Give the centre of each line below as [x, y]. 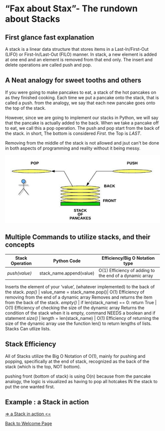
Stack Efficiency [31, 344]
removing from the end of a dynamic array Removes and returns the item [79, 297]
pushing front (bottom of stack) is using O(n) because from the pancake [78, 376]
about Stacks [33, 19]
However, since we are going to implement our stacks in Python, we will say [82, 118]
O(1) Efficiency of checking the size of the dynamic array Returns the [75, 308]
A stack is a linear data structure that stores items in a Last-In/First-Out [77, 49]
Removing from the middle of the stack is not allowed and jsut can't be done [82, 143]
